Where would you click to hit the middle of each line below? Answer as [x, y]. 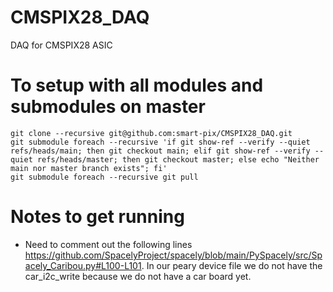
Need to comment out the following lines [108, 244]
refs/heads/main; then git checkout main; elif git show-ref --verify [160, 151]
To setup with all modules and [137, 85]
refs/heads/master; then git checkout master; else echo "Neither [178, 159]
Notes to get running [97, 217]
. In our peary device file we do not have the [232, 265]
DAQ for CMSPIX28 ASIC [61, 45]
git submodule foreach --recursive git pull [104, 177]
